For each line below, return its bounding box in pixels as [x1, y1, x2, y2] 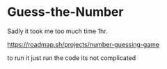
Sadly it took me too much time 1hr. [7, 27, 108, 35]
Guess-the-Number [7, 4, 124, 20]
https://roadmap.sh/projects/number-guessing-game [7, 40, 160, 48]
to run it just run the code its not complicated [7, 53, 136, 62]
